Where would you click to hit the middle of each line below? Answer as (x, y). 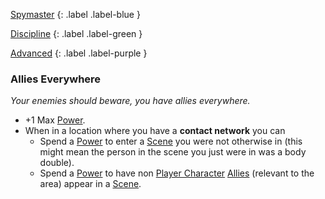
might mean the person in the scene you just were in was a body (173, 152)
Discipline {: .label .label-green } (76, 33)
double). (57, 163)
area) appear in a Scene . (90, 184)
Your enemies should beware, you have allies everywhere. (130, 101)
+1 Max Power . (55, 120)
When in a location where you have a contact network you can (155, 131)
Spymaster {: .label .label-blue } (75, 14)
